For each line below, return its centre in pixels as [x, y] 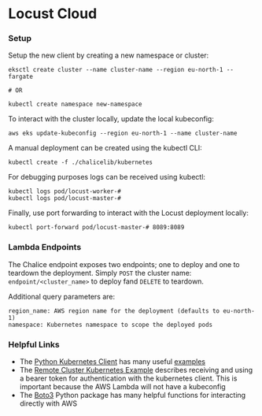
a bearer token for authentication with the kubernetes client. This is [128, 378]
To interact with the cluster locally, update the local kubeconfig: [111, 119]
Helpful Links [34, 344]
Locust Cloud [53, 14]
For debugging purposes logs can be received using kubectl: [107, 177]
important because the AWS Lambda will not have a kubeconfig [122, 387]
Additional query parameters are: [62, 296]
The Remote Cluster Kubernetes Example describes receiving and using [136, 370]
